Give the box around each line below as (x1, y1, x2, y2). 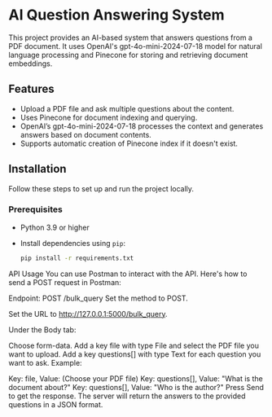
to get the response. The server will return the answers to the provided (8, 391, 246, 401)
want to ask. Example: (8, 358, 83, 367)
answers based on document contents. (20, 129, 152, 139)
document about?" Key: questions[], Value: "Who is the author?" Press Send (8, 382, 265, 392)
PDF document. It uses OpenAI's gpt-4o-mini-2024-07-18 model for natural (8, 41, 263, 50)
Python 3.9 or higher (20, 222, 90, 232)
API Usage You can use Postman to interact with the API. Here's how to (8, 269, 248, 279)
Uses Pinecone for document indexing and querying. (20, 112, 198, 122)
